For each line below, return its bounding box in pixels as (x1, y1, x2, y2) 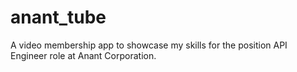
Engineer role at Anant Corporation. (10, 49, 157, 61)
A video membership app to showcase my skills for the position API (10, 39, 288, 51)
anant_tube (10, 6, 107, 29)
